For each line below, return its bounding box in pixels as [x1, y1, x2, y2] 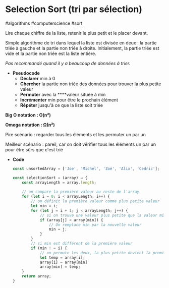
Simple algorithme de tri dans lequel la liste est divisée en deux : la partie [5, 39, 157, 46]
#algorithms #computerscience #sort [5, 20, 83, 26]
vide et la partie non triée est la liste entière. [5, 50, 97, 56]
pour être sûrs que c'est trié [5, 146, 63, 152]
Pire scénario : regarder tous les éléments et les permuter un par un [5, 131, 146, 137]
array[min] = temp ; [39, 264, 81, 269]
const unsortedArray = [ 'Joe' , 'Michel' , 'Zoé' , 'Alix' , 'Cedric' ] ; [12, 166, 160, 171]
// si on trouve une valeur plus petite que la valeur [39, 213, 157, 218]
